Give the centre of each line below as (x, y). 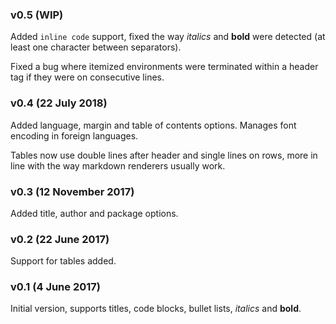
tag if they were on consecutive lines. (87, 77)
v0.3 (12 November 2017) (72, 191)
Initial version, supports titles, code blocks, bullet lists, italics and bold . (156, 309)
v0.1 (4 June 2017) (55, 287)
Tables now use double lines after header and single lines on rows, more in (164, 155)
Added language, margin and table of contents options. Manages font (153, 125)
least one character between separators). (96, 47)
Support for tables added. (63, 261)
